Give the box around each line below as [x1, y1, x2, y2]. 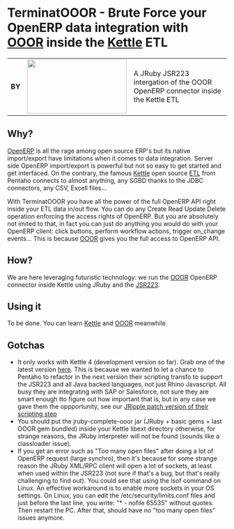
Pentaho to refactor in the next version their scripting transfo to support [17, 373, 223, 381]
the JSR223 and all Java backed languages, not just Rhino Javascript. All [17, 380, 226, 389]
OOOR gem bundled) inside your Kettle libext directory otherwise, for [17, 424, 216, 433]
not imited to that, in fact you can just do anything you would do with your [7, 219, 219, 228]
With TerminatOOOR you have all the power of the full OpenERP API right [7, 197, 216, 205]
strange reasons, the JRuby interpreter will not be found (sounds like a [17, 432, 220, 440]
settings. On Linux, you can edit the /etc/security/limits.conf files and [17, 491, 216, 500]
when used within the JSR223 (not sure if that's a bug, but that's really [17, 469, 220, 477]
